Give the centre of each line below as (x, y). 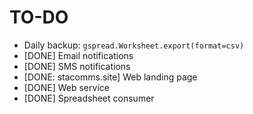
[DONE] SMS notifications (77, 66)
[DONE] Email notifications (78, 55)
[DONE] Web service (66, 87)
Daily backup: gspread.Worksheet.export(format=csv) (134, 45)
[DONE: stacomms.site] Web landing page (110, 77)
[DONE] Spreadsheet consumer (89, 98)
